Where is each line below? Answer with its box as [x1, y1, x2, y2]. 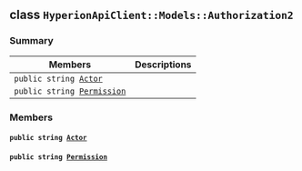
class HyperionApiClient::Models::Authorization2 [9, 7, 294, 23]
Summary [9, 35, 55, 47]
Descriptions [135, 58, 192, 71]
